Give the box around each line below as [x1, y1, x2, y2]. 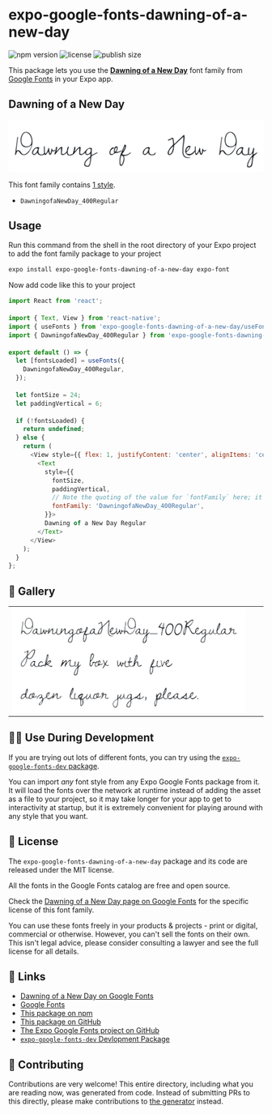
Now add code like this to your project [8, 280, 136, 290]
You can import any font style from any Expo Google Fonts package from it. [8, 776, 261, 787]
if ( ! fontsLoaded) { [15, 416, 85, 425]
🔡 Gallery [8, 584, 56, 598]
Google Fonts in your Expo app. [8, 74, 113, 83]
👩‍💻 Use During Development [8, 731, 155, 745]
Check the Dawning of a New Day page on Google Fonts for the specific [8, 896, 249, 906]
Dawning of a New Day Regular [44, 519, 147, 527]
